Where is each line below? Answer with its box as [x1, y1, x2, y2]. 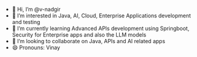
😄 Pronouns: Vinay [11, 44, 60, 51]
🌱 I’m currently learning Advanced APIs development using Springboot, [11, 25, 190, 32]
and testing [11, 19, 40, 25]
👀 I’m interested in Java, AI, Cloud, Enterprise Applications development [11, 12, 192, 19]
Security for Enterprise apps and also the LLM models [11, 31, 147, 38]
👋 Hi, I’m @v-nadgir [11, 6, 61, 13]
